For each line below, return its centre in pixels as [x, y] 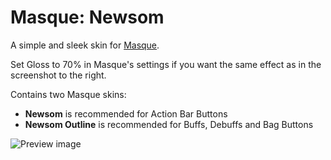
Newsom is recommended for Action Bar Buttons [126, 113]
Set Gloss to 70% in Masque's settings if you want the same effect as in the [166, 64]
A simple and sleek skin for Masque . [85, 45]
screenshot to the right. [58, 75]
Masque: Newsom [87, 17]
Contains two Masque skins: [68, 94]
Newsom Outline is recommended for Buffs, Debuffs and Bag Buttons [169, 124]
